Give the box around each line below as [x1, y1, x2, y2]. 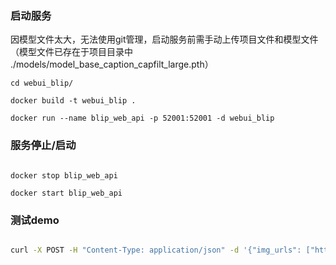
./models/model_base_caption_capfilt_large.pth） [10, 58, 214, 71]
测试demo [10, 213, 60, 227]
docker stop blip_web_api [10, 170, 118, 181]
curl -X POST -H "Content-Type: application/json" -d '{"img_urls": [10, 245, 302, 255]
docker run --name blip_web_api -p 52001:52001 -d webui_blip [10, 113, 275, 124]
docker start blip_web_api [10, 188, 123, 198]
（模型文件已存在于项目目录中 [10, 46, 133, 58]
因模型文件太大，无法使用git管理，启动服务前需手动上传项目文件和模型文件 [10, 33, 319, 46]
